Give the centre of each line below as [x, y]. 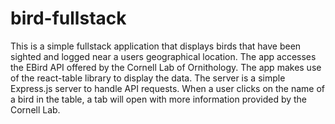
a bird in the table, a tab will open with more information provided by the [159, 99]
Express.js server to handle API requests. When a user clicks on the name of [168, 88]
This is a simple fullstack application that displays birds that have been [156, 46]
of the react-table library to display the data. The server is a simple [148, 78]
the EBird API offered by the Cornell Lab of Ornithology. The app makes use [166, 67]
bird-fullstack [68, 18]
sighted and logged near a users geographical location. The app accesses [163, 56]
